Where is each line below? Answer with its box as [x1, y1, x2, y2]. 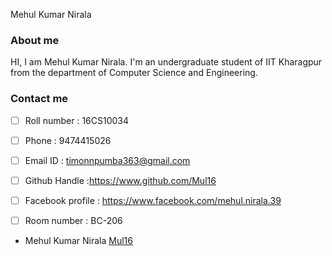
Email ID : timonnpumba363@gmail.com [24, 154, 191, 166]
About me [10, 33, 60, 47]
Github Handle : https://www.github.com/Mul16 [24, 174, 217, 186]
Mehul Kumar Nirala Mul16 [24, 234, 133, 246]
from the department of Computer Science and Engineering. [10, 67, 258, 79]
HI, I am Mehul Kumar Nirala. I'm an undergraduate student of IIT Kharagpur [10, 56, 323, 68]
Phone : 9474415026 [24, 134, 112, 146]
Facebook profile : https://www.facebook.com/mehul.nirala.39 [24, 194, 282, 206]
